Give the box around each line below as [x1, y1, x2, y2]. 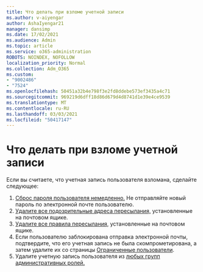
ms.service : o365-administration [6, 49, 91, 55]
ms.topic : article [6, 43, 53, 49]
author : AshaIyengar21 [6, 20, 64, 26]
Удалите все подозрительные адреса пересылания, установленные [15, 207, 193, 215]
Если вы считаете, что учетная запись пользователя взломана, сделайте [6, 176, 197, 184]
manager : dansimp [6, 26, 51, 32]
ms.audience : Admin [6, 37, 56, 43]
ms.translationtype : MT [6, 99, 67, 106]
